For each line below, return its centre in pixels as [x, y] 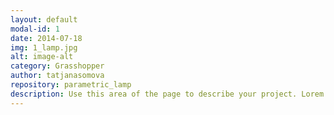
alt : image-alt [42, 57]
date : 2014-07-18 [46, 38]
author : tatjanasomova [57, 76]
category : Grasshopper [57, 66]
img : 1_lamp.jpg [44, 47]
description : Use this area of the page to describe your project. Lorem [167, 94]
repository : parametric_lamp [71, 85]
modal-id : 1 [35, 29]
